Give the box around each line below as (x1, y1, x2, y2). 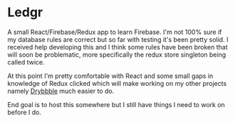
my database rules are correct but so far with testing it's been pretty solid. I (7, 35, 229, 43)
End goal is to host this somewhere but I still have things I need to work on (7, 100, 226, 109)
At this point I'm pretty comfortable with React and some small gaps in (7, 72, 214, 80)
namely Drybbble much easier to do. (7, 87, 115, 95)
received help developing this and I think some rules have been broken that (7, 43, 228, 51)
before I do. (7, 108, 41, 116)
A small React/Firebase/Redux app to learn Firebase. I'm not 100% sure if (7, 28, 222, 36)
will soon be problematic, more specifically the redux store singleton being (7, 50, 226, 59)
